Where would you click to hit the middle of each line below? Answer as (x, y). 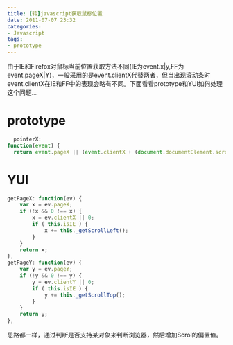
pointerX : (27, 139)
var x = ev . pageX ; (46, 205)
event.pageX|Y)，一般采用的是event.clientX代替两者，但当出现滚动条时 (109, 75)
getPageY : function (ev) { (44, 263)
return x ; (34, 250)
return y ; (34, 315)
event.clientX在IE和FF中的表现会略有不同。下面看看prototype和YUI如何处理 (115, 83)
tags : (15, 39)
